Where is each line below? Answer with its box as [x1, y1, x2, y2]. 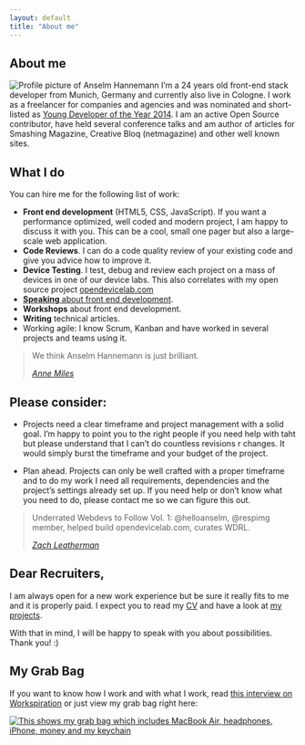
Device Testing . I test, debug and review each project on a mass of [22, 265, 276, 276]
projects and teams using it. [22, 332, 127, 343]
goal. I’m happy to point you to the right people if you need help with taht [22, 428, 296, 439]
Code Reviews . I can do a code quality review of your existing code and [22, 246, 293, 257]
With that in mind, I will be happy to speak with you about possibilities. [9, 627, 273, 638]
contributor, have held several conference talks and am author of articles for [9, 119, 296, 130]
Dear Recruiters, [9, 566, 105, 582]
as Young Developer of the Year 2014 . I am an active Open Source [31, 109, 280, 120]
